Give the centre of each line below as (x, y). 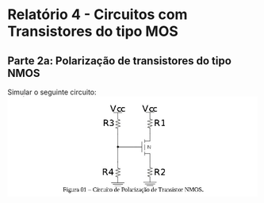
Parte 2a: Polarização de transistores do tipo (119, 61)
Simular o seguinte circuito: (52, 92)
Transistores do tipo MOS (93, 31)
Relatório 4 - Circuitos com (98, 15)
